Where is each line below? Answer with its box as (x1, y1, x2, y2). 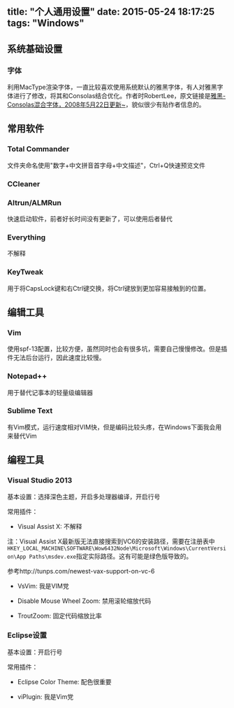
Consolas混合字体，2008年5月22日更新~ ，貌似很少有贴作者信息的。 (7, 100, 205, 109)
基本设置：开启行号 (7, 648, 63, 656)
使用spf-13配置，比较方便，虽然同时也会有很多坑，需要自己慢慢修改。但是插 (7, 345, 228, 353)
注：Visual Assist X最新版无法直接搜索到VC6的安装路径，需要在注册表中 (7, 537, 215, 546)
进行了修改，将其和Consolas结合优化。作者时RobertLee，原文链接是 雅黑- (13, 92, 226, 100)
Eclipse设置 (7, 630, 47, 640)
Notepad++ (7, 371, 47, 381)
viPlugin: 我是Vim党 (17, 692, 74, 701)
